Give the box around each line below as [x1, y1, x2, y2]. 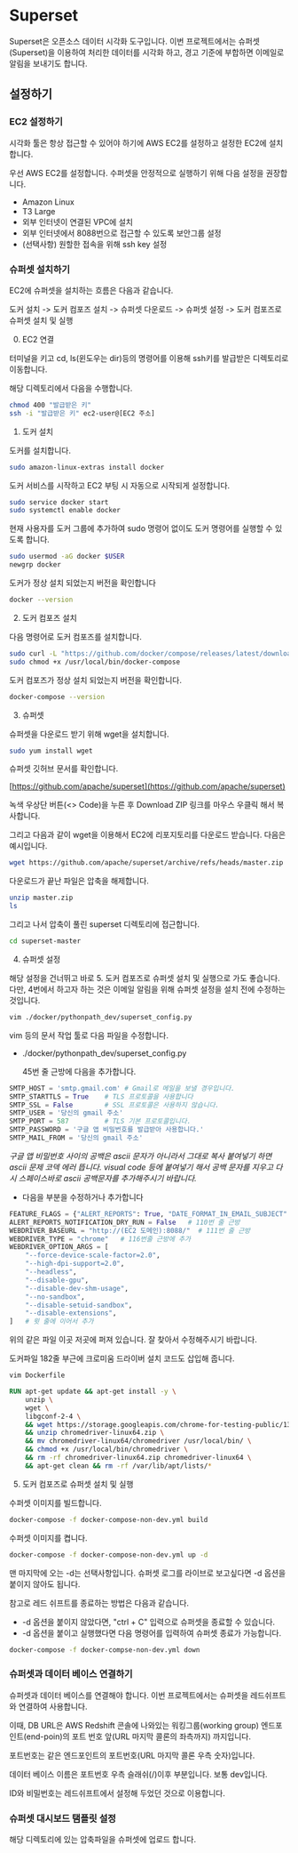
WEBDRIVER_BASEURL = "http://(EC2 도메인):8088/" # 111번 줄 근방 [9, 1226, 251, 1235]
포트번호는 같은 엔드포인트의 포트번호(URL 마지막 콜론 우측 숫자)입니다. [9, 1750, 255, 1760]
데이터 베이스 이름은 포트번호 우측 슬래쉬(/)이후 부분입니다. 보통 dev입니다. [9, 1768, 268, 1779]
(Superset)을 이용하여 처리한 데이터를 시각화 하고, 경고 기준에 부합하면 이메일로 [9, 46, 285, 58]
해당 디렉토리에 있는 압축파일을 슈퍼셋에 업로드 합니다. [9, 1834, 197, 1845]
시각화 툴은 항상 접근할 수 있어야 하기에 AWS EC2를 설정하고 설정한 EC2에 [9, 137, 268, 148]
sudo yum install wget [9, 746, 93, 755]
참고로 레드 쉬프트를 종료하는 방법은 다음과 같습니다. [9, 1598, 189, 1608]
